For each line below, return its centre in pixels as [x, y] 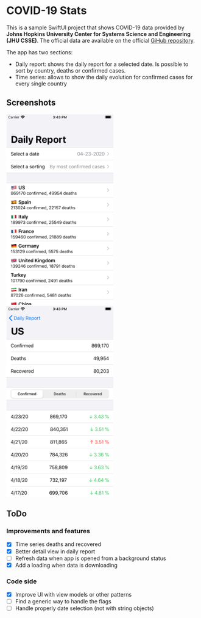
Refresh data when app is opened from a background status [90, 558]
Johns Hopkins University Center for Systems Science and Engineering [98, 34]
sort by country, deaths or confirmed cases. [70, 70]
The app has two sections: [40, 52]
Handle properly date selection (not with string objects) [84, 608]
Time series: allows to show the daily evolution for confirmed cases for [104, 77]
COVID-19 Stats [47, 11]
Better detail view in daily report [55, 551]
